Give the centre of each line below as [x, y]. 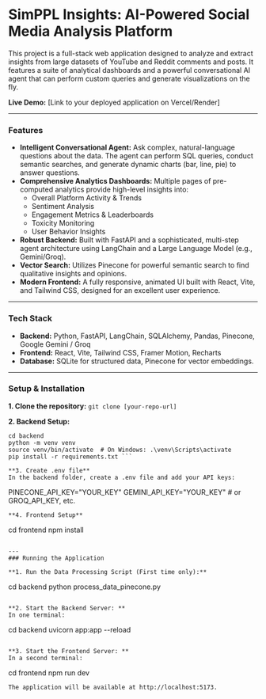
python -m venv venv [42, 443]
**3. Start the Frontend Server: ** [68, 651]
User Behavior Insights [68, 232]
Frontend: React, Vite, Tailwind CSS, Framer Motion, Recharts [120, 352]
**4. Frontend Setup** [46, 515]
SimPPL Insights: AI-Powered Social [129, 15]
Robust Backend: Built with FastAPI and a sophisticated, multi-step [129, 240]
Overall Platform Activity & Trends [87, 198]
